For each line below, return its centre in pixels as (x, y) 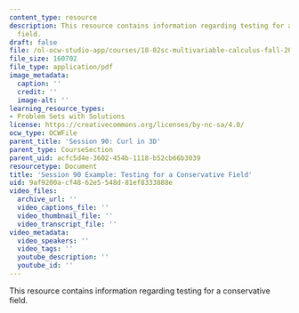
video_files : (33, 191)
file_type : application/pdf (61, 68)
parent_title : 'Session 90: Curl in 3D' (85, 141)
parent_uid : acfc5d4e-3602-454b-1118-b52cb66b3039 (105, 158)
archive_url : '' (47, 200)
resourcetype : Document (53, 166)
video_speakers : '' (53, 241)
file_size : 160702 (43, 59)
